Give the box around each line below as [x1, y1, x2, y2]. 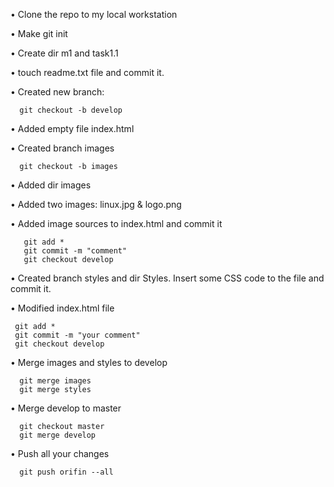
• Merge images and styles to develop [10, 357, 168, 368]
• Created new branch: [10, 86, 105, 98]
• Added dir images [10, 179, 92, 191]
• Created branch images [10, 142, 115, 154]
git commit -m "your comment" [14, 330, 141, 340]
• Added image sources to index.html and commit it [10, 218, 223, 229]
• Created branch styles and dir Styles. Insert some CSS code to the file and [10, 272, 325, 284]
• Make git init [10, 28, 68, 39]
